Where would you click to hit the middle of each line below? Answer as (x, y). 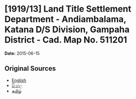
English (19, 80)
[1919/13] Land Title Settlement (68, 9)
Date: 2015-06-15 (22, 53)
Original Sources (30, 69)
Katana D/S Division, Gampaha (67, 30)
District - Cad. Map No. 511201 (66, 40)
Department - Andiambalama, (65, 19)
